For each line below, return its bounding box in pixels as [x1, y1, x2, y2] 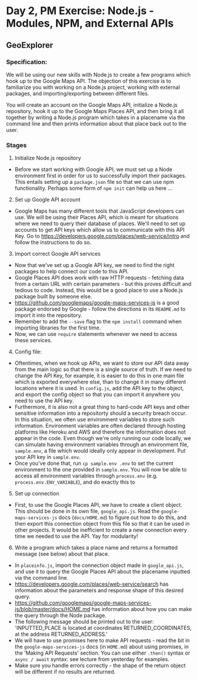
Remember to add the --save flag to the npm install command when [14, 318, 182, 325]
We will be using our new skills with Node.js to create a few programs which [6, 71, 191, 78]
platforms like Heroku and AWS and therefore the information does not [14, 428, 186, 435]
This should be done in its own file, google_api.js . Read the [14, 508, 160, 515]
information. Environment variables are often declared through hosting [14, 422, 186, 430]
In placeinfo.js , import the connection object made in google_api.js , [14, 562, 184, 569]
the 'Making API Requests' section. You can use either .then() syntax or [14, 649, 190, 656]
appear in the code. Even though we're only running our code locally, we [14, 435, 192, 442]
